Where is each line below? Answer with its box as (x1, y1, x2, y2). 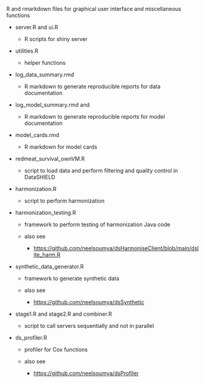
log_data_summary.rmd (15, 71, 74, 78)
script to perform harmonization (24, 197, 105, 204)
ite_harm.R (33, 251, 61, 258)
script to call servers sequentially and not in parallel (24, 322, 154, 329)
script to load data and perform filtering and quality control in (24, 167, 178, 174)
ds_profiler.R (15, 334, 48, 341)
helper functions (24, 59, 66, 66)
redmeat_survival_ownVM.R (15, 155, 85, 162)
